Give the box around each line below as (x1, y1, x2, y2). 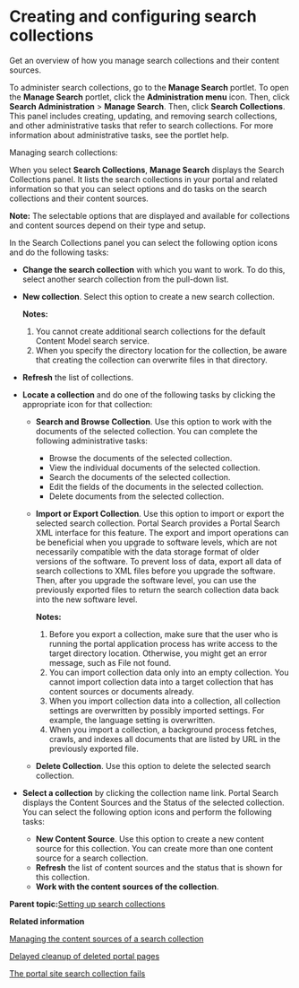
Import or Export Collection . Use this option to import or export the (35, 508, 285, 519)
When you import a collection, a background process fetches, (48, 724, 278, 735)
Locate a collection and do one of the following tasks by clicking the (21, 389, 276, 400)
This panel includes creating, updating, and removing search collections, (9, 110, 278, 121)
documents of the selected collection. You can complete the (35, 425, 258, 436)
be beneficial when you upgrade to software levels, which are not (35, 537, 278, 547)
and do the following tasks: (9, 247, 109, 258)
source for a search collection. (35, 852, 149, 863)
